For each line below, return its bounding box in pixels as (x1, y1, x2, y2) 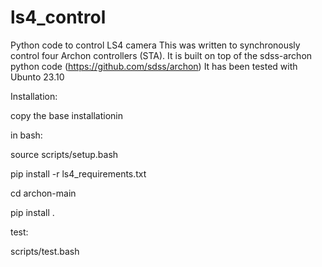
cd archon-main (10, 187, 77, 199)
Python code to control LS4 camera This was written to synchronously (10, 39, 301, 51)
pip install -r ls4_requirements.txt (10, 167, 147, 180)
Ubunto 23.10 (10, 71, 65, 83)
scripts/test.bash (10, 245, 80, 257)
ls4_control (10, 6, 107, 29)
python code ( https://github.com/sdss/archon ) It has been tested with (10, 60, 298, 72)
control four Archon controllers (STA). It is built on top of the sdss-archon (10, 49, 313, 61)
